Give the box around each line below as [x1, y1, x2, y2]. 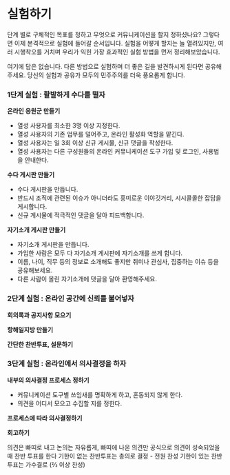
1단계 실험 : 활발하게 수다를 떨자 [7, 90, 105, 99]
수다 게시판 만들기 [7, 170, 55, 179]
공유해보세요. [17, 266, 53, 274]
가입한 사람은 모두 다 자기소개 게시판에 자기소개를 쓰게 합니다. [17, 249, 183, 257]
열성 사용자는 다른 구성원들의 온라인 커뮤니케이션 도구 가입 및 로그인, [17, 148, 201, 156]
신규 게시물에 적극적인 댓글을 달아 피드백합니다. [17, 211, 145, 219]
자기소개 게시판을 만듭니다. [17, 241, 90, 249]
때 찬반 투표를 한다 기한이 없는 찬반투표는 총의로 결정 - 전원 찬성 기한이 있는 [7, 452, 210, 460]
